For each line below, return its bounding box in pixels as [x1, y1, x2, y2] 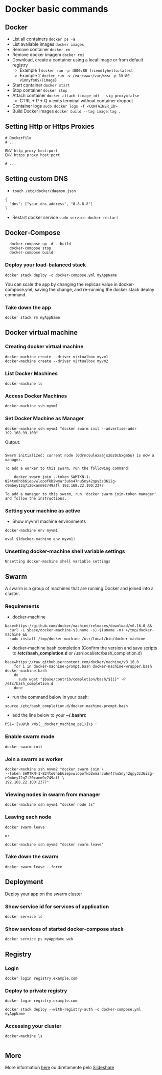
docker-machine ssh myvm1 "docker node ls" [5, 802, 95, 807]
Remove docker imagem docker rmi [12, 52, 85, 57]
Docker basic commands [5, 3, 109, 15]
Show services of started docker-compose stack [5, 925, 124, 932]
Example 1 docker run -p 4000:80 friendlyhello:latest [19, 67, 134, 73]
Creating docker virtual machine [5, 343, 84, 350]
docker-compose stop [9, 246, 51, 251]
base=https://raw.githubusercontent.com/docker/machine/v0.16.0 [5, 660, 139, 665]
